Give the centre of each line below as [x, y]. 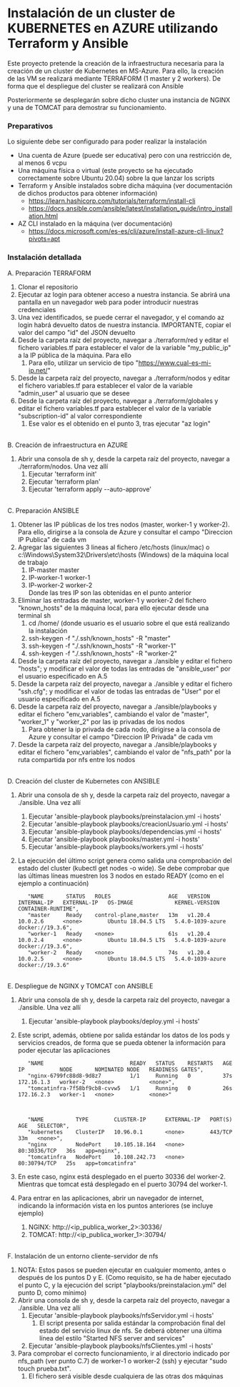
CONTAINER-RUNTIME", [48, 908]
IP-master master [54, 570]
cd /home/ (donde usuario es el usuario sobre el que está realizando [129, 623]
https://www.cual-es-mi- [175, 363]
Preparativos [30, 126]
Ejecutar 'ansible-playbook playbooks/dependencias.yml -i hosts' [125, 831]
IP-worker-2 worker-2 [60, 585]
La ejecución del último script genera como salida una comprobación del [125, 860]
